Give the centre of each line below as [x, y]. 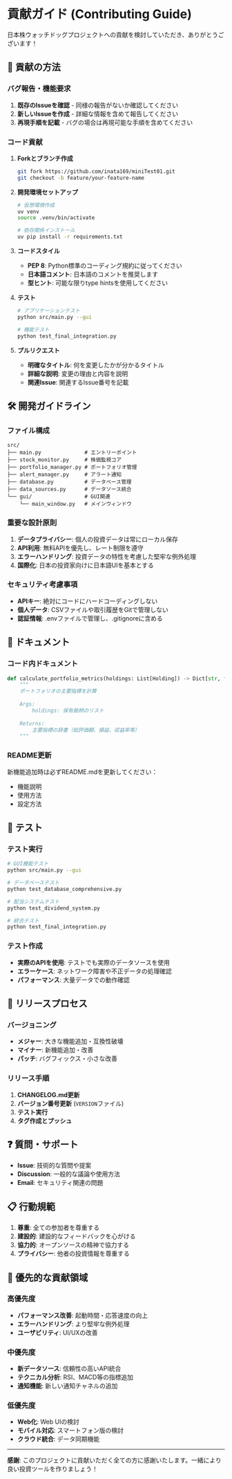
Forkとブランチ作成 [45, 158]
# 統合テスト [23, 921]
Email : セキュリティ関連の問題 [60, 1183]
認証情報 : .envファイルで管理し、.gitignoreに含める [90, 618]
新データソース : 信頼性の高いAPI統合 [69, 1369]
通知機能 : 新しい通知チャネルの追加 [67, 1386]
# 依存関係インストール [46, 230]
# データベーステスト [33, 883]
